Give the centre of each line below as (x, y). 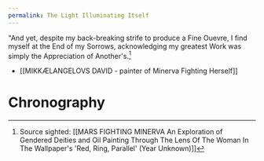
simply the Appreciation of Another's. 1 (70, 55)
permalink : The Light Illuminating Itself (79, 15)
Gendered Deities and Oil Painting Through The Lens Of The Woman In (134, 140)
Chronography (57, 102)
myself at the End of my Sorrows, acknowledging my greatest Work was (125, 46)
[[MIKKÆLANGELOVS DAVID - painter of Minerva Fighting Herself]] (128, 71)
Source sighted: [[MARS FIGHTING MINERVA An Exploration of (121, 132)
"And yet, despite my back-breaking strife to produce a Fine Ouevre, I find (128, 38)
